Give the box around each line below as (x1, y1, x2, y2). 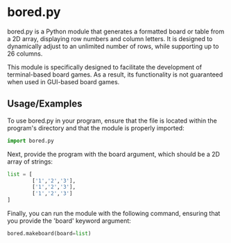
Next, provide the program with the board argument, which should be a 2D (7, 150, 221, 158)
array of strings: (7, 157, 53, 166)
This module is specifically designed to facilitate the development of (7, 63, 203, 71)
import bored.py (7, 137, 54, 144)
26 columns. (7, 49, 43, 58)
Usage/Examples (7, 98, 83, 110)
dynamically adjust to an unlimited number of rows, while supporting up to (7, 42, 219, 50)
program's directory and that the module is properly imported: (7, 123, 185, 132)
